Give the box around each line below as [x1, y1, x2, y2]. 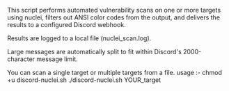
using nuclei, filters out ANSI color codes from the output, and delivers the [7, 13, 221, 22]
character [7, 55, 35, 63]
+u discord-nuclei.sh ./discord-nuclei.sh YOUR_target [7, 76, 161, 84]
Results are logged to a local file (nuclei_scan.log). [7, 34, 152, 42]
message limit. [36, 55, 78, 63]
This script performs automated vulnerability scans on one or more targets [7, 6, 221, 14]
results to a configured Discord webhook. [7, 21, 127, 28]
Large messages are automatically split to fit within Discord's [7, 48, 182, 56]
